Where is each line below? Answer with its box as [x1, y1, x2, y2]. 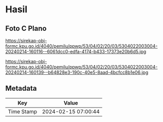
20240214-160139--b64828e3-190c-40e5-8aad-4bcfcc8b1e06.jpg [5, 69, 149, 75]
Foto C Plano [5, 24, 47, 33]
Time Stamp [8, 108, 38, 115]
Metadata [5, 84, 37, 93]
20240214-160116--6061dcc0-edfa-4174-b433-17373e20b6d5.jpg [5, 49, 147, 54]
